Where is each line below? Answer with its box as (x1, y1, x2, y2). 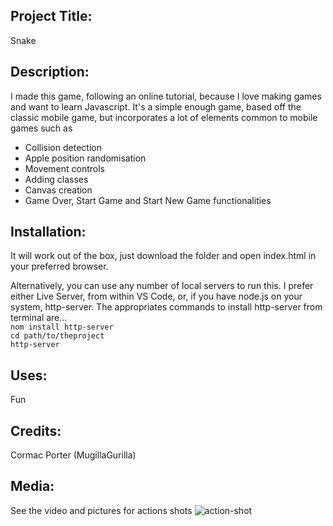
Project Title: (10, 8, 93, 25)
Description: (10, 64, 90, 81)
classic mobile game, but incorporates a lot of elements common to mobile (10, 111, 318, 123)
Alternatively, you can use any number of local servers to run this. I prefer (10, 280, 314, 292)
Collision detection (24, 141, 102, 153)
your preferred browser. (10, 260, 109, 273)
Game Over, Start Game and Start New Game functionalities (24, 194, 272, 206)
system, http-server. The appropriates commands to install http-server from (10, 301, 323, 313)
